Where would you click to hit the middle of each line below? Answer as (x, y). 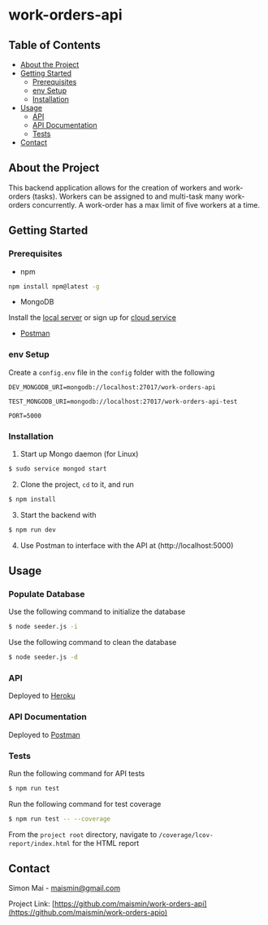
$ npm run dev (32, 530)
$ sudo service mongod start (58, 469)
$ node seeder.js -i (43, 627)
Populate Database (47, 594)
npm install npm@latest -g (54, 287)
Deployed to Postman (45, 734)
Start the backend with (58, 515)
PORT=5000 (25, 416)
